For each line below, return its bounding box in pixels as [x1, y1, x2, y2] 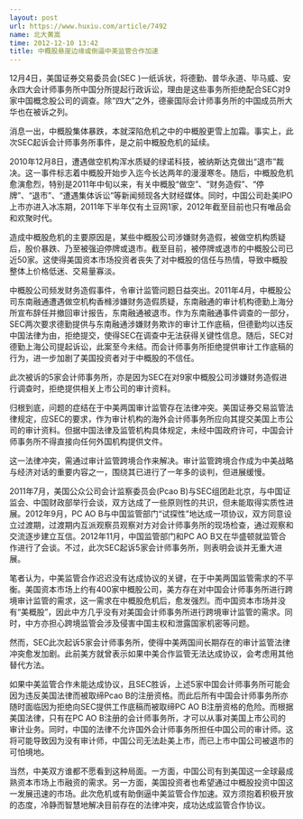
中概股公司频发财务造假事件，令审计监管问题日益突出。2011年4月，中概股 [9, 285, 284, 296]
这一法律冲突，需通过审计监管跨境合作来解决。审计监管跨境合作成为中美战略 [9, 455, 294, 466]
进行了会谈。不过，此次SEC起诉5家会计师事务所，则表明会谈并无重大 [16, 543, 275, 554]
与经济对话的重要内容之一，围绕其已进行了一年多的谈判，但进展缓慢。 [9, 467, 271, 478]
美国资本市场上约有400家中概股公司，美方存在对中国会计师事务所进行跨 [24, 584, 293, 595]
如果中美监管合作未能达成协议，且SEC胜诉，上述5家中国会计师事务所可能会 [9, 679, 290, 690]
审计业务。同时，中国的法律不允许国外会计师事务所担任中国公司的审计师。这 [9, 724, 294, 735]
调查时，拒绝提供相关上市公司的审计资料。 [16, 383, 176, 394]
